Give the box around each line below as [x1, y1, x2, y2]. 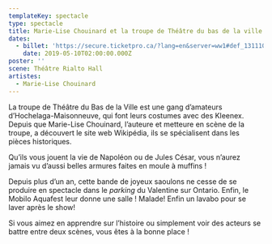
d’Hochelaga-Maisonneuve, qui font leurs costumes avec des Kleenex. [8, 110, 244, 120]
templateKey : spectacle [8, 11, 89, 20]
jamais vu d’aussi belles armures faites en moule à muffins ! [8, 161, 207, 170]
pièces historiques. [8, 136, 72, 146]
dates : [8, 34, 31, 43]
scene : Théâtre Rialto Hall [8, 65, 104, 73]
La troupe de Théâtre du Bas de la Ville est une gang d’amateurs [8, 102, 223, 112]
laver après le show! [8, 202, 75, 212]
